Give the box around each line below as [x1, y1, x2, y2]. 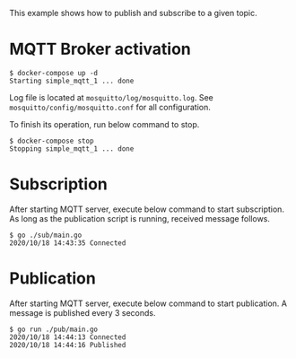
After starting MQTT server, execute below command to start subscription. [9, 204, 285, 214]
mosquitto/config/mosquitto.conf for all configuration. [9, 101, 211, 112]
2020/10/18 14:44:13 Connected [9, 332, 126, 342]
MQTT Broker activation [9, 39, 191, 59]
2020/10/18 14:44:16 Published [9, 340, 126, 349]
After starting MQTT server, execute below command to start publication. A [9, 298, 287, 309]
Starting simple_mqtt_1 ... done [9, 76, 135, 85]
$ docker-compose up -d [9, 68, 99, 77]
